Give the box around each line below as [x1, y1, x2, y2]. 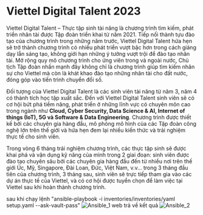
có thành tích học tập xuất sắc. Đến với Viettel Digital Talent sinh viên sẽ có [6, 94, 194, 101]
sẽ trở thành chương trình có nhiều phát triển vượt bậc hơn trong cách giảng [6, 44, 196, 51]
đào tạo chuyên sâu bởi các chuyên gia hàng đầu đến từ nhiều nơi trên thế [6, 157, 193, 165]
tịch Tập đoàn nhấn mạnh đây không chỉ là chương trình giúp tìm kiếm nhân [6, 63, 195, 70]
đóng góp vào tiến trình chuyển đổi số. [6, 76, 103, 83]
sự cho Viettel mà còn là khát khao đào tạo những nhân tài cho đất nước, [6, 69, 188, 77]
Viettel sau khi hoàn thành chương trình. [6, 183, 106, 191]
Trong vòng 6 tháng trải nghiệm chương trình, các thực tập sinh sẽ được [6, 145, 187, 152]
